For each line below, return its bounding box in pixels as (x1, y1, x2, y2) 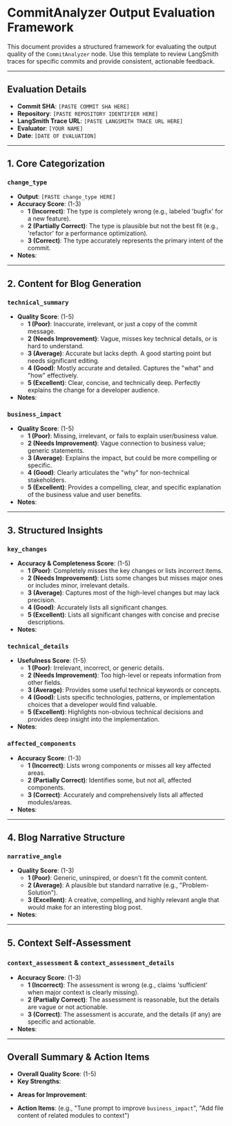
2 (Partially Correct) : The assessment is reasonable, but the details (27, 995, 220, 1004)
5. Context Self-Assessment (7, 937, 131, 948)
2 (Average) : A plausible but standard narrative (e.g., (27, 881, 178, 890)
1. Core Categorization (7, 158, 106, 170)
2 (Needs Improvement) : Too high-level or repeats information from (27, 671, 222, 679)
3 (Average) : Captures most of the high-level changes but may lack (27, 589, 220, 597)
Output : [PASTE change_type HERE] (17, 192, 116, 201)
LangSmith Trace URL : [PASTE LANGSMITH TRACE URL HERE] (17, 116, 183, 125)
